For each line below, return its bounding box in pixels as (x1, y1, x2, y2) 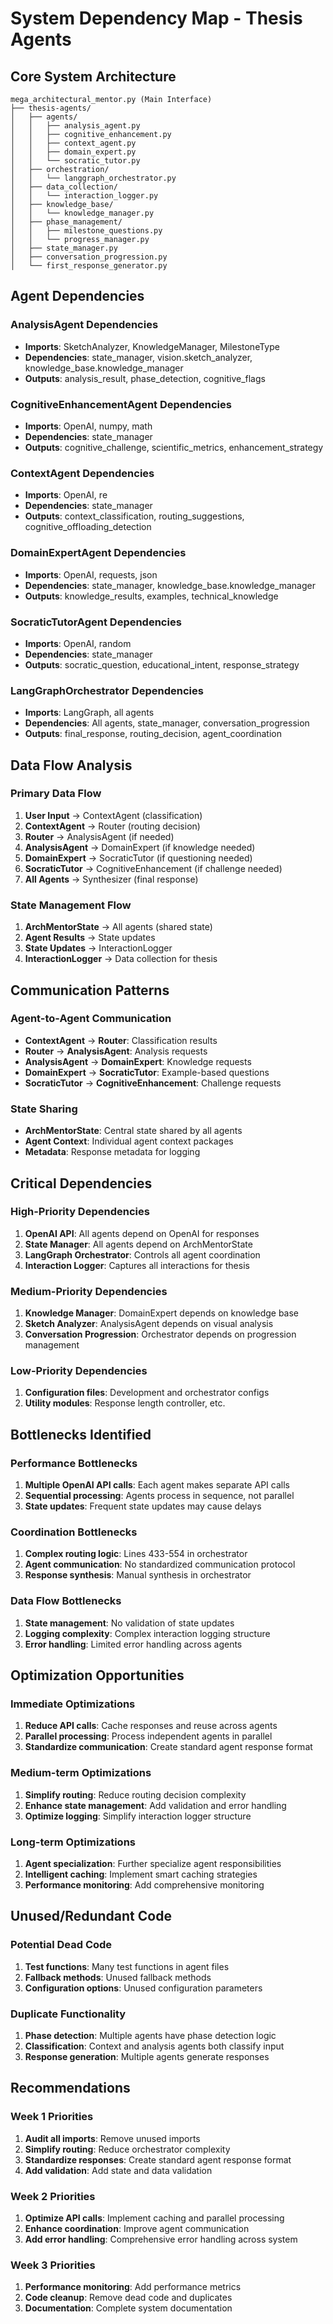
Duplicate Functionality (10, 2007, 127, 2021)
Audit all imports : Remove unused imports (24, 2132, 201, 2144)
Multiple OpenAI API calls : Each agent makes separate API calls (24, 1479, 290, 1491)
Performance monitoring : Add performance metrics (24, 2281, 242, 2293)
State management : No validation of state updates (24, 1617, 235, 1629)
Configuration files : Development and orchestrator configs (24, 1387, 270, 1399)
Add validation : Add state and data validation (24, 2164, 213, 2176)
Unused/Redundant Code (10, 1908, 172, 1925)
